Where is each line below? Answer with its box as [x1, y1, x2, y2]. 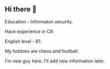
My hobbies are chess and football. [5, 48, 79, 54]
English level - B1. [5, 38, 42, 44]
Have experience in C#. [5, 28, 55, 34]
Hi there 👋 [5, 5, 37, 14]
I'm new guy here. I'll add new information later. [5, 58, 105, 64]
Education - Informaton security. [5, 18, 73, 24]
